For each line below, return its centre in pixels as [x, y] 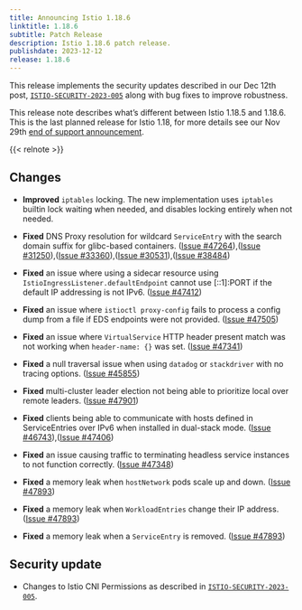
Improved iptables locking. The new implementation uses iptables [148, 199]
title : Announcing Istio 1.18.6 [70, 18]
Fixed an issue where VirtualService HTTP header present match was [154, 336]
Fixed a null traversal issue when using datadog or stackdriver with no [153, 363]
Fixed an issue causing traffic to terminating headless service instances [156, 455]
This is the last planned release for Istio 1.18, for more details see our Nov [145, 122]
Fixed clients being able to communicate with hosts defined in [138, 418]
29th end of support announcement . [77, 131]
